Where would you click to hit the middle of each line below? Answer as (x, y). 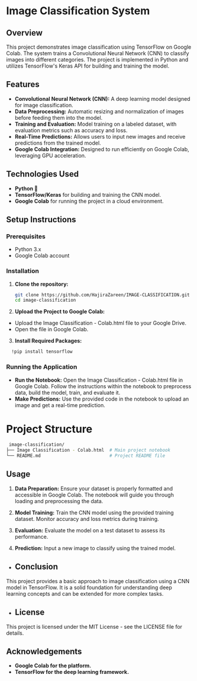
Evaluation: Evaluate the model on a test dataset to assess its (90, 530)
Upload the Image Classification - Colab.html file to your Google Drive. (101, 323)
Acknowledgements (44, 651)
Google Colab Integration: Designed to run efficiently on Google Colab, (102, 149)
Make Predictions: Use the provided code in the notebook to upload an (102, 399)
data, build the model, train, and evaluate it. (67, 392)
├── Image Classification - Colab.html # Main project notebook (88, 450)
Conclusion (36, 567)
